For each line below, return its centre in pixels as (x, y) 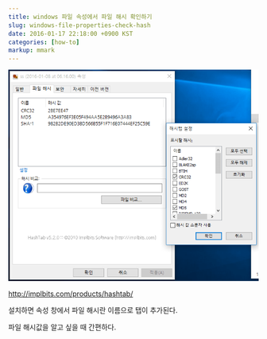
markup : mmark (32, 51)
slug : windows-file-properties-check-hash (79, 25)
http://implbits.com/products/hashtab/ (71, 294)
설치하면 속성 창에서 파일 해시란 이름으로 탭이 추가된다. (93, 310)
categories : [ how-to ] (44, 42)
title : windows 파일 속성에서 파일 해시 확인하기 (80, 17)
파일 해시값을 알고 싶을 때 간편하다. (62, 327)
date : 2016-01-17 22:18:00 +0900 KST (71, 33)
